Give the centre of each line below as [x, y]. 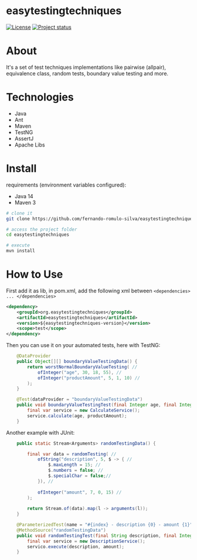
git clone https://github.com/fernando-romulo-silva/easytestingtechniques [101, 219]
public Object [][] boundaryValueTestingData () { [77, 362]
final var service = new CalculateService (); [84, 411]
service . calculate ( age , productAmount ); [77, 416]
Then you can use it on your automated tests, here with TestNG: [83, 345]
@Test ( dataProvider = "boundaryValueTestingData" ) [80, 399]
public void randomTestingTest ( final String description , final [97, 536]
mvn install [21, 251]
